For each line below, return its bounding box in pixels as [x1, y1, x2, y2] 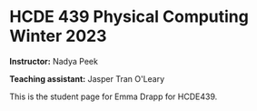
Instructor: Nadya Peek [9, 55, 98, 66]
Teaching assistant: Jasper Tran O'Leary [9, 73, 165, 84]
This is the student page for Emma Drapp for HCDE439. [9, 91, 218, 102]
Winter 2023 [9, 25, 107, 46]
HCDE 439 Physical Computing [9, 6, 250, 27]
